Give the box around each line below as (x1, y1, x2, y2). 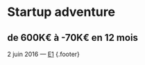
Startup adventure (7, 4, 116, 20)
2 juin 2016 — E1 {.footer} (7, 50, 80, 58)
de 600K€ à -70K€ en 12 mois (7, 32, 139, 44)
